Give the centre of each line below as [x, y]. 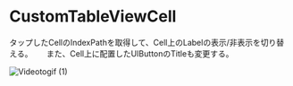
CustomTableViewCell [93, 17]
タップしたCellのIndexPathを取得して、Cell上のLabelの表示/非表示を [135, 42]
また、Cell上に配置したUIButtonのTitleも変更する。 [140, 53]
